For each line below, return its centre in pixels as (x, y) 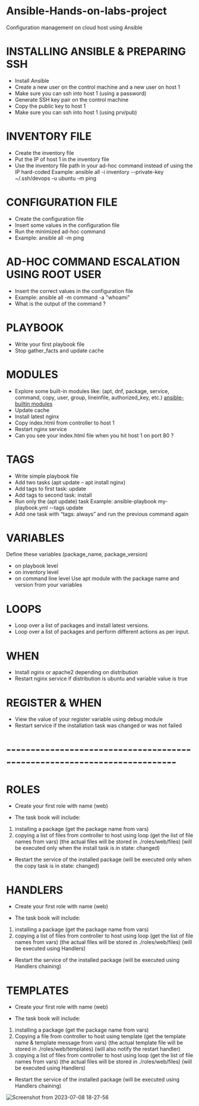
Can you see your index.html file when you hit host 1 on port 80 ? (94, 435)
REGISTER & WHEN (54, 702)
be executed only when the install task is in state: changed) (87, 848)
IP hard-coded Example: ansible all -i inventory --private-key (89, 172)
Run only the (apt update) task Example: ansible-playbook (86, 501)
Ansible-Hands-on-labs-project (87, 11)
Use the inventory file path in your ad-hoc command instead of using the (104, 166)
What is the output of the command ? (60, 303)
